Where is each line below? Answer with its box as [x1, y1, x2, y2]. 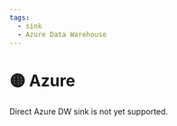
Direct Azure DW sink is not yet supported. [9, 106, 169, 117]
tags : [9, 13, 30, 22]
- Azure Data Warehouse [17, 30, 107, 39]
